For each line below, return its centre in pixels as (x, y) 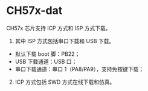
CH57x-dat (34, 11)
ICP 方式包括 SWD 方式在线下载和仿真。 (65, 82)
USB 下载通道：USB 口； (46, 61)
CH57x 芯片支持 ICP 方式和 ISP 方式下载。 (59, 28)
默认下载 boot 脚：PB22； (47, 54)
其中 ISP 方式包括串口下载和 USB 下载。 (65, 41)
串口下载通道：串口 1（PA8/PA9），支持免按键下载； (79, 69)
